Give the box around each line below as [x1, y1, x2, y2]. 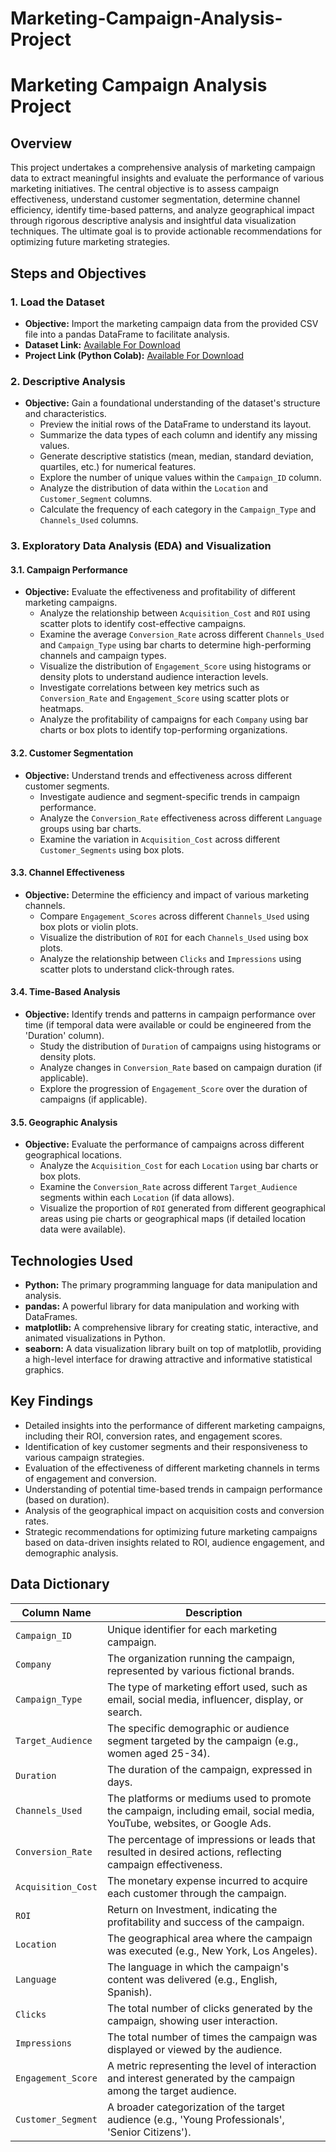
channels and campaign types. [39, 650, 167, 662]
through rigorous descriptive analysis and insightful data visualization [10, 215, 297, 227]
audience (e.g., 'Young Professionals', [106, 2112, 285, 2126]
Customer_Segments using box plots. [39, 843, 185, 856]
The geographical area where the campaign [106, 1931, 313, 1945]
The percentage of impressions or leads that [106, 1832, 316, 1846]
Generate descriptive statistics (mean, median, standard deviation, [39, 450, 314, 462]
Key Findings [10, 1393, 94, 1410]
